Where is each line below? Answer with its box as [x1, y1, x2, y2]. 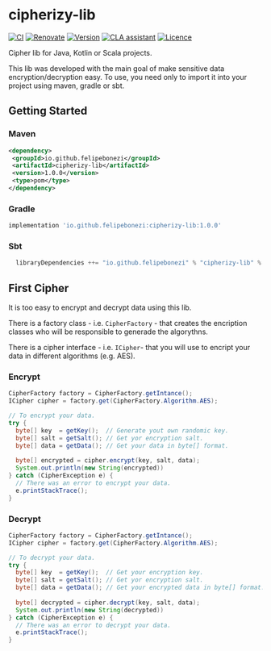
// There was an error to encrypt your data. [15, 478, 172, 487]
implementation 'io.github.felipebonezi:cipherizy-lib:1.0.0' [8, 222, 222, 230]
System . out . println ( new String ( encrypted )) [15, 464, 164, 473]
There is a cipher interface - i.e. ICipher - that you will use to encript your [8, 343, 251, 353]
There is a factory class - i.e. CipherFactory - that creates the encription [8, 319, 248, 328]
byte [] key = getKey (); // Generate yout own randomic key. [15, 426, 229, 435]
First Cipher [8, 281, 69, 295]
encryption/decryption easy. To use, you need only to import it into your [8, 72, 248, 81]
